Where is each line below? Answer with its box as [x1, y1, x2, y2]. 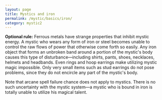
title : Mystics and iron [5, 12, 55, 16]
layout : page [5, 7, 31, 12]
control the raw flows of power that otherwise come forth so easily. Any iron [5, 44, 157, 50]
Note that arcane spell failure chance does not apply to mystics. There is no [5, 79, 156, 85]
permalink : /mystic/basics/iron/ [5, 16, 73, 21]
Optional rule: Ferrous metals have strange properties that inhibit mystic [5, 34, 149, 40]
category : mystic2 [5, 20, 42, 26]
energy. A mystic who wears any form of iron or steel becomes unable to [5, 39, 150, 45]
